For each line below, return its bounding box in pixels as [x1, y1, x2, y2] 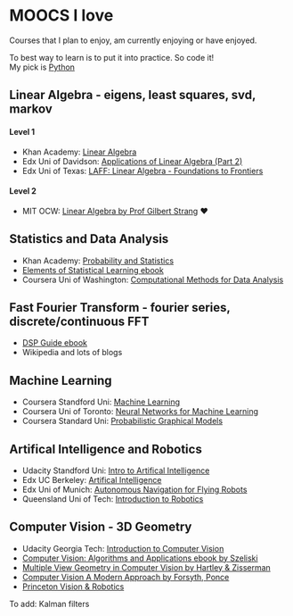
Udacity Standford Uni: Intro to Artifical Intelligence [21, 465, 210, 476]
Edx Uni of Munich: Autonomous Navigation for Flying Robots [21, 484, 248, 495]
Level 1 [9, 126, 36, 137]
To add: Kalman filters [9, 598, 90, 609]
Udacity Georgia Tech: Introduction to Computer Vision [21, 543, 224, 554]
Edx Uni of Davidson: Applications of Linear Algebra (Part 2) [21, 155, 243, 166]
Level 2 [9, 186, 37, 196]
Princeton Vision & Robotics [21, 581, 125, 592]
